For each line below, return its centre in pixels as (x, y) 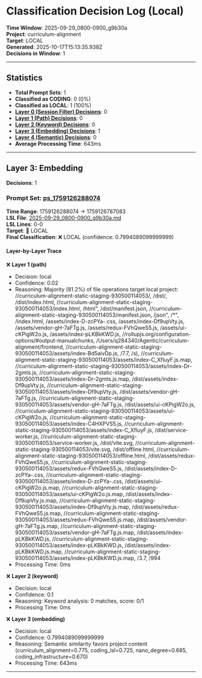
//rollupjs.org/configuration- (157, 334)
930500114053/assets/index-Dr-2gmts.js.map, (73, 379)
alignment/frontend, (39, 347)
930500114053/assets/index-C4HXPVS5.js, (69, 424)
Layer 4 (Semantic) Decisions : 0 (56, 137)
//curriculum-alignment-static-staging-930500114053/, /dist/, (91, 296)
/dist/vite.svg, (117, 443)
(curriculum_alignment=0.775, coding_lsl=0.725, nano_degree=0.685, (101, 650)
